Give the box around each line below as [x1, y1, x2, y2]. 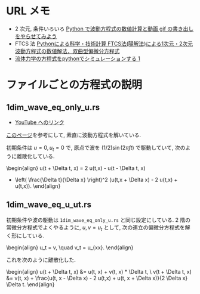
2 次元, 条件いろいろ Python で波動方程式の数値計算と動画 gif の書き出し [14, 25, 194, 32]
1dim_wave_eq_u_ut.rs [6, 200, 91, 210]
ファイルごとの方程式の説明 [6, 78, 142, 92]
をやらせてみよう [14, 32, 57, 39]
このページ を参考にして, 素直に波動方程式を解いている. [6, 131, 141, 138]
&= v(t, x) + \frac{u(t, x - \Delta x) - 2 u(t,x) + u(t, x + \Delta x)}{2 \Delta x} [6, 274, 188, 282]
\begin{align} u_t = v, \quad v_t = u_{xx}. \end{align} [6, 244, 134, 251]
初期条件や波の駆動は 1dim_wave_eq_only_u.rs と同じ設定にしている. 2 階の [6, 216, 191, 223]
